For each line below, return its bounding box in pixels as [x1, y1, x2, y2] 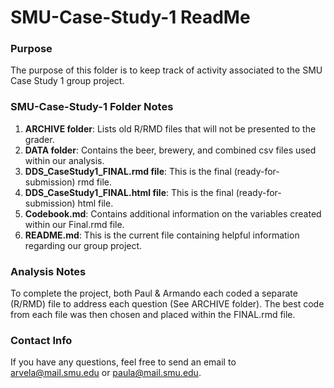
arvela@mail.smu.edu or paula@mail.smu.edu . [10, 367, 202, 379]
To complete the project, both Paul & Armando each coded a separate [10, 287, 298, 300]
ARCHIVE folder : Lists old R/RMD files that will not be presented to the [24, 122, 317, 135]
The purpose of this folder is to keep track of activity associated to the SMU [10, 64, 323, 76]
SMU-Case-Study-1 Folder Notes [10, 100, 174, 114]
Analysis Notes [10, 264, 87, 278]
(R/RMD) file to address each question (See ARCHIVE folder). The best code [10, 298, 325, 310]
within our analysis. [24, 154, 105, 166]
